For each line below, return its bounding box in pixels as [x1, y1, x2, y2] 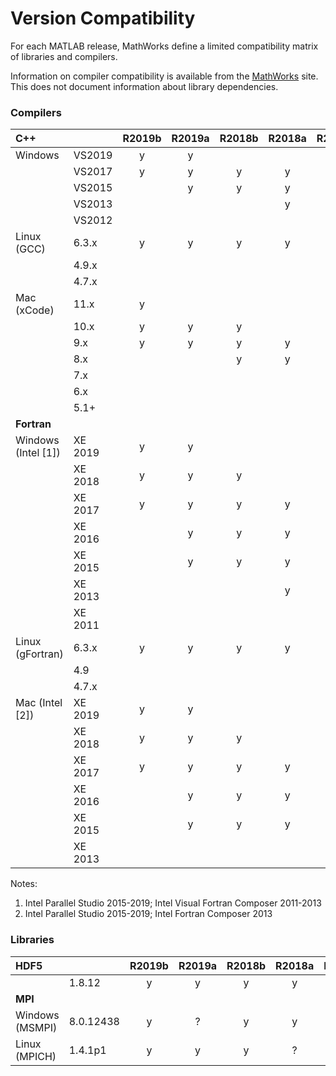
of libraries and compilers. [10, 50, 118, 62]
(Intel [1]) [15, 446, 61, 460]
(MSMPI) [15, 1020, 58, 1034]
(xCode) [15, 303, 55, 317]
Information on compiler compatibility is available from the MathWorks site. [10, 70, 319, 82]
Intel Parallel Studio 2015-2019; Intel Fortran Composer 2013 [24, 908, 273, 920]
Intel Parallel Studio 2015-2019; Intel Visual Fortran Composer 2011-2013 [24, 897, 322, 909]
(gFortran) [15, 647, 64, 661]
